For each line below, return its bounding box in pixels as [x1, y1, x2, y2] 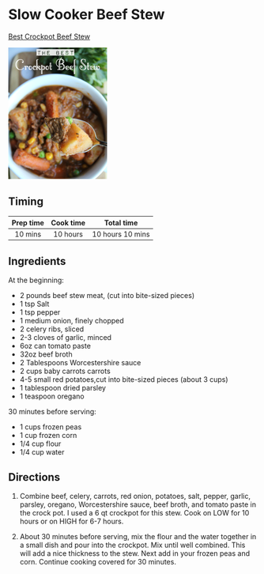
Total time [104, 217, 138, 227]
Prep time [11, 217, 45, 227]
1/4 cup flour [19, 439, 62, 448]
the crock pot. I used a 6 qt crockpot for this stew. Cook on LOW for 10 [19, 508, 250, 517]
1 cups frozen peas [19, 422, 82, 432]
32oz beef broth [19, 349, 73, 359]
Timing [8, 194, 43, 208]
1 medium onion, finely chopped [19, 316, 124, 326]
